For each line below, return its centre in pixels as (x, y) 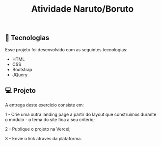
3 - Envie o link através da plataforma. (43, 138)
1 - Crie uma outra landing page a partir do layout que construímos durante (81, 114)
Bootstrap (22, 69)
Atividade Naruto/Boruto (82, 9)
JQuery (20, 75)
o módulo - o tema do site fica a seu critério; (50, 119)
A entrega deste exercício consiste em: (45, 105)
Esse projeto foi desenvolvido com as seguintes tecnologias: (66, 49)
